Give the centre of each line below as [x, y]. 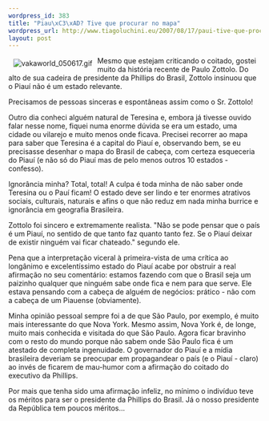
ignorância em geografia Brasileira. [66, 210]
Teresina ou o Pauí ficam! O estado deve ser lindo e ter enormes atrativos [129, 192]
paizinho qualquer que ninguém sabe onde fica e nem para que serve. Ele [130, 283]
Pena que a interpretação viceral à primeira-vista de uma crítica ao [118, 258]
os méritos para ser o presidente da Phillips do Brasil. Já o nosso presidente [134, 400]
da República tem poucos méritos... [67, 408]
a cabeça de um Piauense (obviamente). [75, 301]
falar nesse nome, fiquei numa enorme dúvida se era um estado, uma [123, 126]
